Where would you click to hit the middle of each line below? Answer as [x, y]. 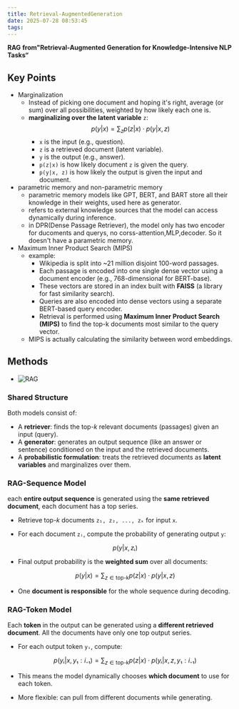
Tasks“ [18, 55]
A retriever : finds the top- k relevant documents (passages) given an [118, 427]
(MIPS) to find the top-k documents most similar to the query [129, 324]
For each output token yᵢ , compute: [70, 647]
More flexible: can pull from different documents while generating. [115, 698]
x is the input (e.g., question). [82, 142]
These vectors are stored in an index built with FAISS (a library [131, 286]
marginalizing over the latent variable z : [88, 118]
